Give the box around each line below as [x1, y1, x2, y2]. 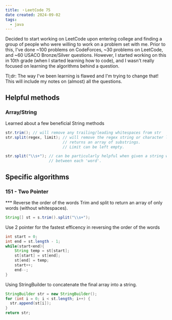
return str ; [5, 310, 31, 315]
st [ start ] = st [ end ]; [14, 253, 60, 259]
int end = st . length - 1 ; [5, 239, 60, 244]
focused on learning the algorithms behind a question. [5, 63, 120, 69]
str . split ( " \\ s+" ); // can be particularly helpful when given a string [5, 154, 164, 159]
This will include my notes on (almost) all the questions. [5, 78, 122, 84]
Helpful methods [5, 93, 60, 102]
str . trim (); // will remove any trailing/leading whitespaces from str [5, 130, 161, 135]
